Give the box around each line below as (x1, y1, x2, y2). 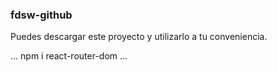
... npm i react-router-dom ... (10, 50, 128, 62)
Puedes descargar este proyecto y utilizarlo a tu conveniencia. (10, 31, 268, 43)
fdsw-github (10, 8, 73, 22)
